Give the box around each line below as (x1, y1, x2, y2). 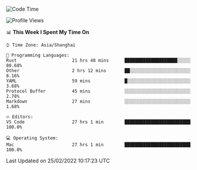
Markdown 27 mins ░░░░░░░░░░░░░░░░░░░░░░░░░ (6, 98, 191, 104)
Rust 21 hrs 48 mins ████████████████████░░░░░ (6, 57, 191, 63)
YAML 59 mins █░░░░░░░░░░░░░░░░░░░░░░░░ (6, 78, 191, 84)
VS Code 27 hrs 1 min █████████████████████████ (6, 119, 191, 125)
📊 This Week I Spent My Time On (6, 29, 89, 35)
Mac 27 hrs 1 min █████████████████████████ (6, 142, 191, 148)
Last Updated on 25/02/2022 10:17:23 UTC (6, 157, 110, 164)
